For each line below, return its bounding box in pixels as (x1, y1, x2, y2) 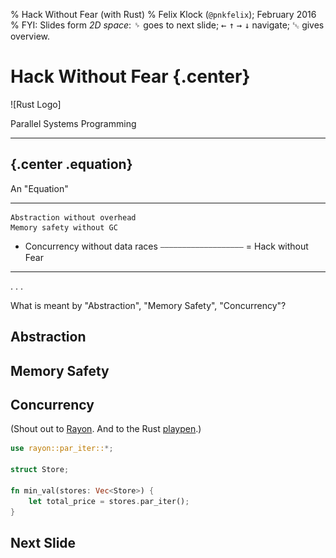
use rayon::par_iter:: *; (10, 444, 114, 454)
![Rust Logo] (10, 98, 62, 110)
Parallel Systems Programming (10, 117, 137, 129)
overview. (10, 30, 50, 42)
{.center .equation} (10, 156, 133, 173)
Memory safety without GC (10, 222, 118, 233)
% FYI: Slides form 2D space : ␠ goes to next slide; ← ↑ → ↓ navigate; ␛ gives (10, 19, 325, 31)
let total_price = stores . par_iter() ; (28, 496, 190, 506)
